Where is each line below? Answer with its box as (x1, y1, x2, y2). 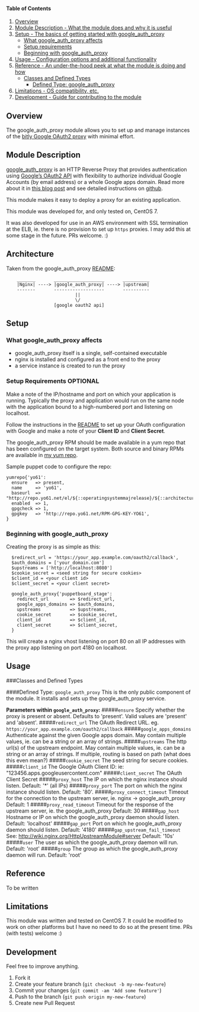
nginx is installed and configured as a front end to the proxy (14, 356, 161, 363)
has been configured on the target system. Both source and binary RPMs (6, 445, 184, 452)
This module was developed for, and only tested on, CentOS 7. (6, 208, 158, 215)
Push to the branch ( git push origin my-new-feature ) (14, 993, 146, 1000)
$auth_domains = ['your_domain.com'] (11, 560, 105, 566)
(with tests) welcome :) (6, 929, 62, 937)
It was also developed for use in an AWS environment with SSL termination (6, 219, 188, 226)
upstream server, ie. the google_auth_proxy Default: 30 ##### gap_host (6, 807, 179, 814)
